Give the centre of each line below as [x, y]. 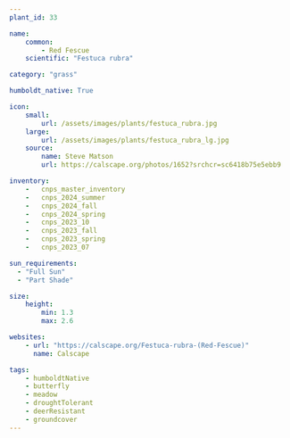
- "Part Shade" [46, 280]
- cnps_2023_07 [58, 247]
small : [37, 115]
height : [39, 304]
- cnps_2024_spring [65, 214]
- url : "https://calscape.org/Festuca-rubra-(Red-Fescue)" [137, 345]
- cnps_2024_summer [65, 197]
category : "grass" [43, 75]
